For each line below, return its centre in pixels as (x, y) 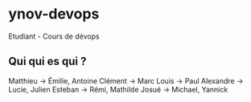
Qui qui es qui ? (47, 61)
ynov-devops (54, 14)
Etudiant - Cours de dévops (54, 36)
